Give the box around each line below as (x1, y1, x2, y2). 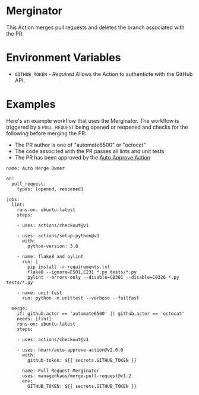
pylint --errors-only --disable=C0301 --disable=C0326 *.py (27, 274, 179, 280)
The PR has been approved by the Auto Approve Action (14, 154, 150, 161)
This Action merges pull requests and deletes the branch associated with (6, 24, 185, 31)
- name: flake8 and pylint (17, 253, 84, 259)
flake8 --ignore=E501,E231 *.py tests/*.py (27, 269, 137, 275)
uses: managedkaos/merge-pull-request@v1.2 (21, 372, 132, 379)
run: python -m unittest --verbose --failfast (21, 295, 140, 301)
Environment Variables (6, 51, 121, 65)
